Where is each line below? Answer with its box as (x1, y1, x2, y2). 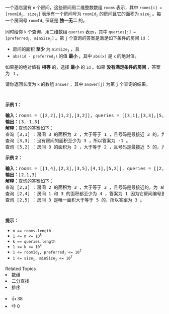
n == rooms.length (12, 228, 51, 233)
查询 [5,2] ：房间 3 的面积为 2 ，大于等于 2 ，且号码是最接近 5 (5, 144, 150, 150)
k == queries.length (12, 239, 56, 244)
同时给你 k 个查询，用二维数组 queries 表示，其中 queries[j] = (5, 28, 136, 34)
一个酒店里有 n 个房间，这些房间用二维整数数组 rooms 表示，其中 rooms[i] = (5, 5, 162, 10)
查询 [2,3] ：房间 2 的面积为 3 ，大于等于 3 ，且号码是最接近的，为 (5, 184, 158, 190)
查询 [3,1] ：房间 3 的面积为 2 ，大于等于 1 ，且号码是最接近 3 (5, 131, 150, 137)
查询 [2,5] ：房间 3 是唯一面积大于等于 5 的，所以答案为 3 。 (5, 197, 145, 203)
